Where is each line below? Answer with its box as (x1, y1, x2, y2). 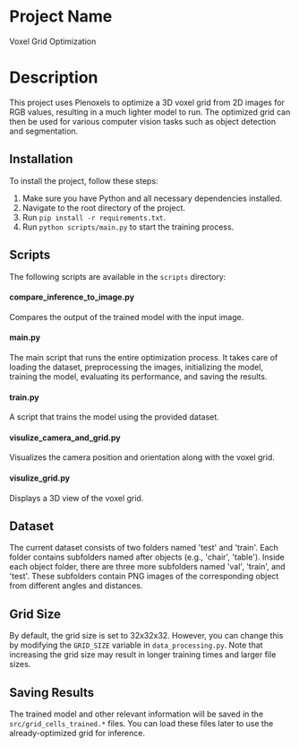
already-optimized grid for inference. (9, 727, 146, 738)
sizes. (9, 659, 31, 670)
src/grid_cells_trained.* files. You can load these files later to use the (9, 717, 274, 728)
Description (9, 67, 98, 88)
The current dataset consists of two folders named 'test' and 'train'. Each (9, 543, 279, 553)
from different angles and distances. (9, 580, 143, 591)
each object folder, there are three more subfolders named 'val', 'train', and (9, 561, 286, 572)
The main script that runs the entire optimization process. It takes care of (9, 352, 278, 362)
